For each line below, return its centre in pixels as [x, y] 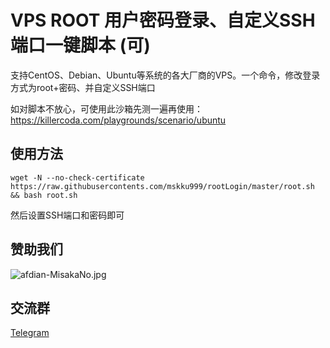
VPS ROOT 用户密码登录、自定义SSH [163, 20]
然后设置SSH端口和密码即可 [67, 215]
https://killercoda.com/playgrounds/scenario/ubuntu [118, 120]
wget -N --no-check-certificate [77, 177]
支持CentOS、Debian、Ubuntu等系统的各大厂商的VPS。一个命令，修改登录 [165, 75]
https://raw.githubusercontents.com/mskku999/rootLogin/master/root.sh [162, 186]
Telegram [30, 333]
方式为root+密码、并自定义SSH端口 [83, 87]
